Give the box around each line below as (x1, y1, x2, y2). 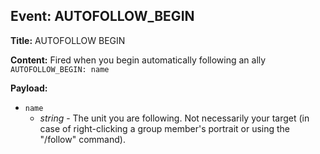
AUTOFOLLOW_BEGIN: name (10, 64, 110, 74)
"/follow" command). (39, 133, 126, 145)
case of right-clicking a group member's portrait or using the (39, 122, 291, 134)
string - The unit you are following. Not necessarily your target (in (39, 112, 310, 124)
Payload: (10, 82, 48, 94)
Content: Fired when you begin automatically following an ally (10, 54, 267, 66)
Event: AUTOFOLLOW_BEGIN (10, 8, 195, 25)
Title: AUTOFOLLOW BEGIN (10, 34, 126, 46)
